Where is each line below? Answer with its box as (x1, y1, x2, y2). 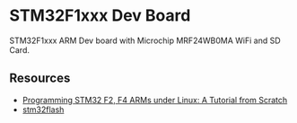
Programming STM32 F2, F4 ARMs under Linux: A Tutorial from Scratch (22, 94, 288, 105)
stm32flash (22, 104, 65, 115)
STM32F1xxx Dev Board (9, 5, 191, 26)
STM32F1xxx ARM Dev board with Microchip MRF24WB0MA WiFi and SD (9, 35, 281, 46)
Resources (9, 71, 71, 86)
